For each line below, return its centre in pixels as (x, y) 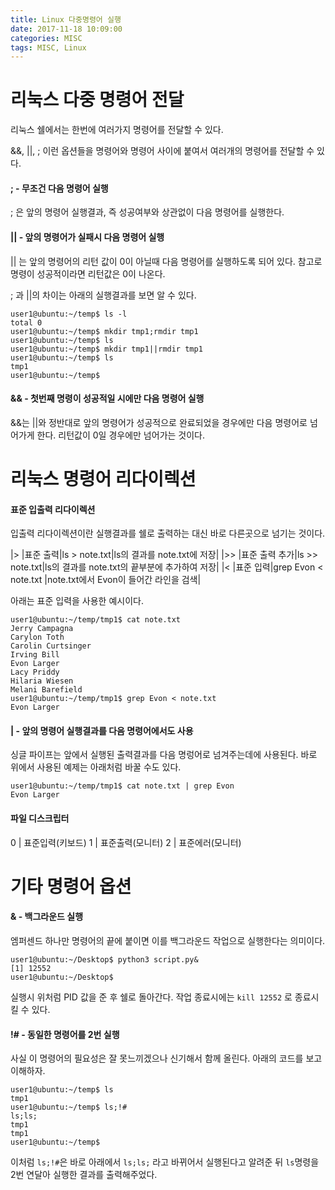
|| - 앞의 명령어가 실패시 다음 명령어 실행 (87, 237)
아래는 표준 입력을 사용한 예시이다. (77, 601)
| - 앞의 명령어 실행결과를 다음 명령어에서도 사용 (102, 730)
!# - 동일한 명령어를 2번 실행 (65, 1034)
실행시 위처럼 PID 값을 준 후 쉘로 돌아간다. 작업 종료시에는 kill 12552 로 (151, 997)
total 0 (26, 322)
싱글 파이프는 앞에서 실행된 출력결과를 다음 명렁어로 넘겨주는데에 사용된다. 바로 (164, 755)
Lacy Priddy (35, 672)
